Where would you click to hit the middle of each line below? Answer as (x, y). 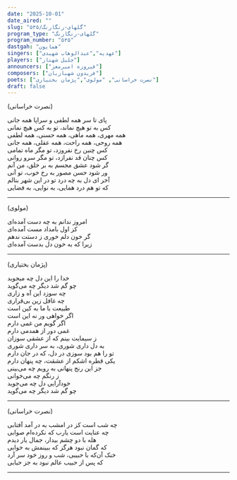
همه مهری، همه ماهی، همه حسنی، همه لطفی (67, 135)
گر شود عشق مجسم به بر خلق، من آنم (58, 165)
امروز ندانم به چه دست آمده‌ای (47, 222)
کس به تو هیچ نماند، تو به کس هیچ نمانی (59, 127)
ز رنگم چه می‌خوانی (33, 376)
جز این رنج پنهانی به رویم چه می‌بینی (55, 368)
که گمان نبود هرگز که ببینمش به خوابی (57, 447)
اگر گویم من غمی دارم (36, 323)
